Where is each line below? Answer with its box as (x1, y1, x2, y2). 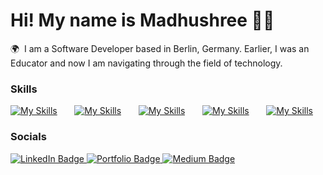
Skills (10, 82, 38, 96)
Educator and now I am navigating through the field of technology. (10, 57, 283, 69)
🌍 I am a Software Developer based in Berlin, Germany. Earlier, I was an (10, 42, 310, 54)
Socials (10, 130, 47, 144)
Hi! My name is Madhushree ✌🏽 (10, 9, 275, 32)
